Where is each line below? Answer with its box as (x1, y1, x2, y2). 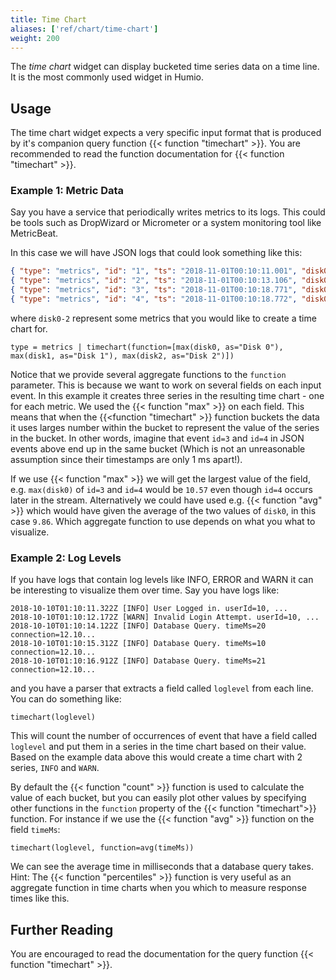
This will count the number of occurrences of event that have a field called (10, 730, 318, 742)
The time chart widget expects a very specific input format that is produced (10, 127, 322, 139)
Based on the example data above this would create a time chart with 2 (10, 751, 303, 763)
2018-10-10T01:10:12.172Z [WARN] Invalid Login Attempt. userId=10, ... (10, 612, 320, 623)
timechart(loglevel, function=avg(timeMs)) (10, 843, 195, 853)
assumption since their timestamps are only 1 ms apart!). (10, 453, 243, 465)
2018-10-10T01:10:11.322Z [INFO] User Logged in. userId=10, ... (10, 604, 288, 614)
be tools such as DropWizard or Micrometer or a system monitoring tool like (10, 217, 322, 229)
